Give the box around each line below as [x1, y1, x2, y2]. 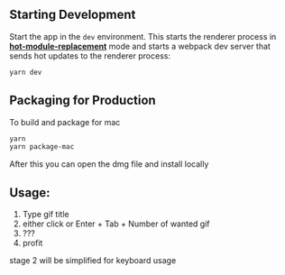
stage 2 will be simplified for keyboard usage [9, 255, 177, 266]
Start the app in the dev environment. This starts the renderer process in [9, 31, 277, 41]
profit [22, 238, 43, 249]
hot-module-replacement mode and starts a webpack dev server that [9, 41, 271, 51]
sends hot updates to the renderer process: [9, 50, 171, 61]
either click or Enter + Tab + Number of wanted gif [22, 218, 210, 229]
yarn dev [9, 68, 42, 77]
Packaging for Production [9, 93, 156, 108]
